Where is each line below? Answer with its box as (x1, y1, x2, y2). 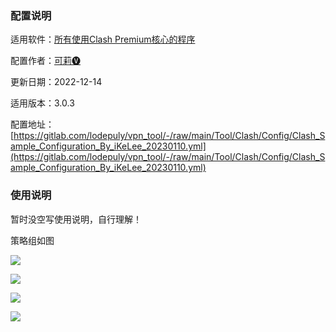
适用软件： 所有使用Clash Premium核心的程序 (10, 33, 196, 46)
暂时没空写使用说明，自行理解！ (10, 213, 142, 225)
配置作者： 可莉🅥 (10, 55, 81, 67)
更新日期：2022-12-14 (10, 76, 103, 88)
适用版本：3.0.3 (10, 97, 75, 109)
